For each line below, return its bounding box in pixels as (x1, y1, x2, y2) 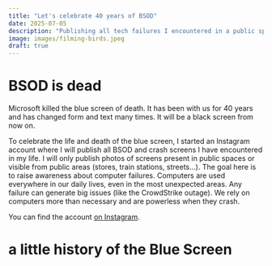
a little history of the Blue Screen (8, 240, 232, 259)
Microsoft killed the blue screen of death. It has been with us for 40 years (8, 103, 253, 113)
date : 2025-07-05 (8, 19, 67, 27)
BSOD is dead (8, 77, 102, 95)
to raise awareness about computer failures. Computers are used (8, 171, 226, 180)
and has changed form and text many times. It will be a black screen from (8, 112, 253, 122)
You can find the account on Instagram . (8, 212, 140, 222)
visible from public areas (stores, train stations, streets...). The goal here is (8, 163, 257, 172)
